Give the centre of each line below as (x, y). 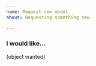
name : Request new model (37, 12)
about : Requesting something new (48, 17)
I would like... (26, 44)
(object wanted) (26, 56)
